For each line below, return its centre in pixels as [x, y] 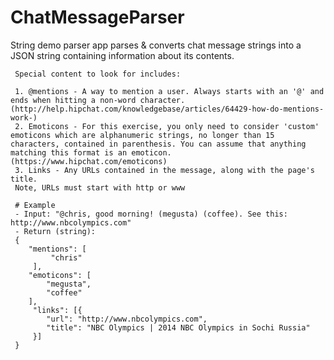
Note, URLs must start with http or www [100, 187]
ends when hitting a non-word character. [98, 100]
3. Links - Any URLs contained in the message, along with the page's [164, 170]
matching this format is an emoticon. [91, 152]
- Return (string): [55, 231]
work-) [24, 117]
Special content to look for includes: [98, 74]
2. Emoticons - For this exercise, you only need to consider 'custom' [167, 126]
